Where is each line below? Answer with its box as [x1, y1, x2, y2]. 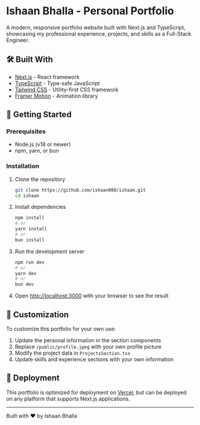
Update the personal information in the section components [14, 337, 161, 344]
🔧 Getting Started [6, 110, 72, 120]
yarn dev [14, 270, 37, 276]
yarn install [14, 226, 48, 232]
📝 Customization [6, 310, 69, 320]
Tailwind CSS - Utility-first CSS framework [14, 86, 119, 93]
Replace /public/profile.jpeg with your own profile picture [14, 343, 162, 351]
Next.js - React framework [14, 73, 80, 80]
